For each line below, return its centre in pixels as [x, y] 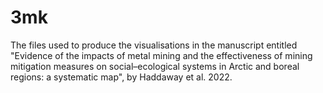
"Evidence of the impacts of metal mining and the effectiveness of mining [161, 55]
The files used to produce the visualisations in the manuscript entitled [154, 45]
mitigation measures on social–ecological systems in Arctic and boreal [155, 66]
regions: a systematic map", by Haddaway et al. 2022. [121, 77]
